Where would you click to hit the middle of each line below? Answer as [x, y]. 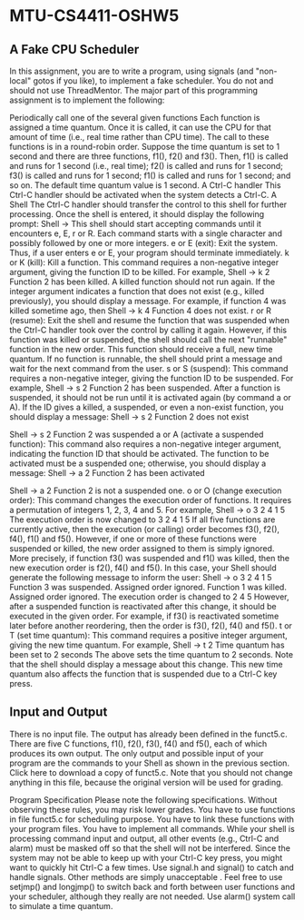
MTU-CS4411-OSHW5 [94, 16]
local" [20, 81]
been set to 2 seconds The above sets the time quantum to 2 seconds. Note [151, 654]
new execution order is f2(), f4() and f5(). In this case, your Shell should [143, 568]
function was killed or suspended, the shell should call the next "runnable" [148, 340]
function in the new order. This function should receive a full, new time [141, 349]
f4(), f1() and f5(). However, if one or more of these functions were [133, 539]
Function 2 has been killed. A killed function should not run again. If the [142, 282]
